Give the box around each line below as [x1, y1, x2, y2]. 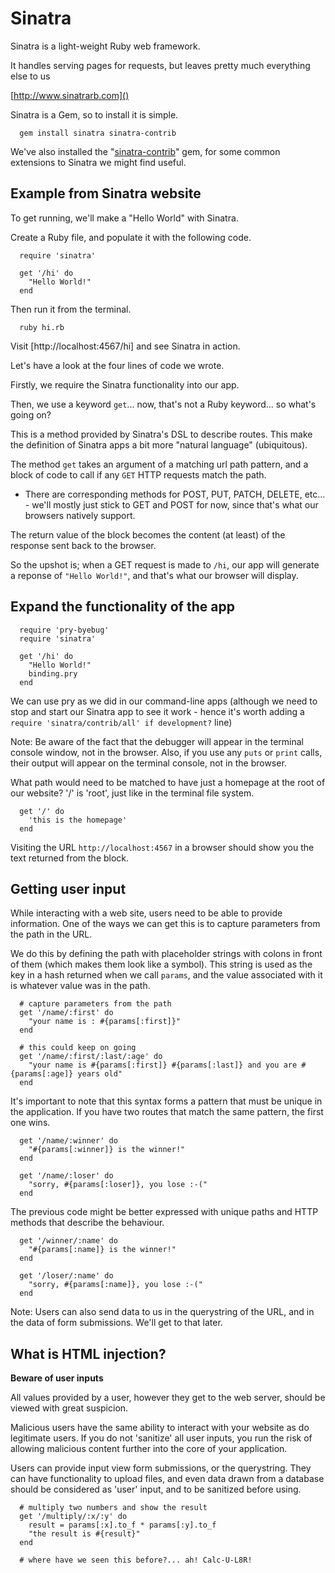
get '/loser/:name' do [19, 1271, 114, 1281]
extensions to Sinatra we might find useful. [10, 156, 187, 168]
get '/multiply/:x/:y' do [19, 1512, 128, 1522]
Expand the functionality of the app [10, 598, 235, 616]
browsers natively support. [24, 509, 136, 521]
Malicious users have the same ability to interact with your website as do [10, 1422, 310, 1434]
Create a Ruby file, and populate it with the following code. [10, 231, 252, 243]
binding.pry [28, 668, 78, 679]
